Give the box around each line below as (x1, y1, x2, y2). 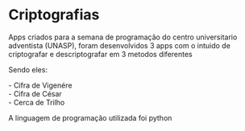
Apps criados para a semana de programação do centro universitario (8, 32, 238, 42)
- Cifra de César (8, 88, 62, 98)
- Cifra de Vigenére (8, 80, 73, 90)
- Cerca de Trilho (8, 97, 65, 107)
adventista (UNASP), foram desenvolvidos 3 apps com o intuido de (8, 40, 231, 50)
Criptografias (8, 6, 100, 24)
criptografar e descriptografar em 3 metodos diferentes (8, 49, 193, 59)
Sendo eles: (8, 64, 48, 74)
